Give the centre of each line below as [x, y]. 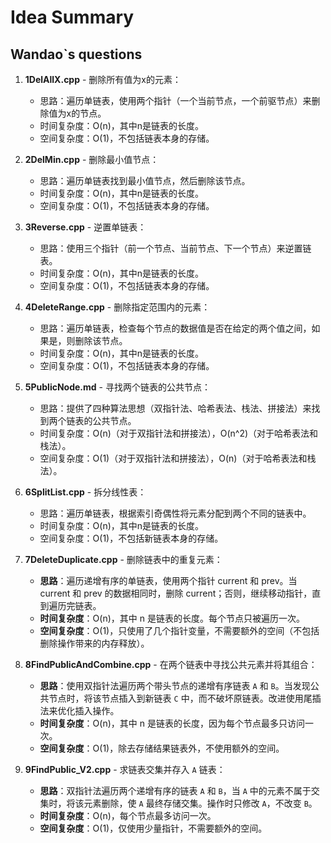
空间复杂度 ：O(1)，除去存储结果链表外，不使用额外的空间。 [162, 748]
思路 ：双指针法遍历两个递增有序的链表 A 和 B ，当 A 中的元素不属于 [175, 790]
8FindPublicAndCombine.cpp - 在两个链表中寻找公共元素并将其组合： [171, 664]
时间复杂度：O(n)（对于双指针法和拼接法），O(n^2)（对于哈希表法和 [179, 433]
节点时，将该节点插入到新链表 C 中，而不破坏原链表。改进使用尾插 [185, 698]
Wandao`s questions [76, 54]
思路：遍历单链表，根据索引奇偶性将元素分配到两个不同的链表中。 [175, 513]
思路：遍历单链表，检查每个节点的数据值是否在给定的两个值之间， [175, 328]
